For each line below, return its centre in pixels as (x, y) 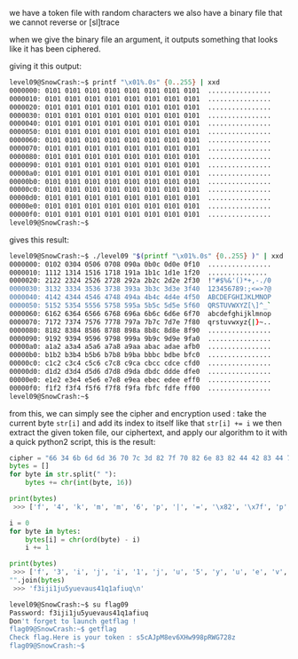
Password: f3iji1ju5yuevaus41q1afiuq (79, 613)
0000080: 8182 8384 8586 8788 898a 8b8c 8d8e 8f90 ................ (141, 330)
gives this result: (39, 240)
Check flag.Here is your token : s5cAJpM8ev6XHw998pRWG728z (123, 638)
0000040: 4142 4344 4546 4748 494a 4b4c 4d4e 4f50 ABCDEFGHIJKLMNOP (141, 298)
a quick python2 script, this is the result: (82, 441)
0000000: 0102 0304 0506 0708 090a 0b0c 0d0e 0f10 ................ (141, 264)
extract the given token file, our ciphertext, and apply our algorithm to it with (149, 432)
